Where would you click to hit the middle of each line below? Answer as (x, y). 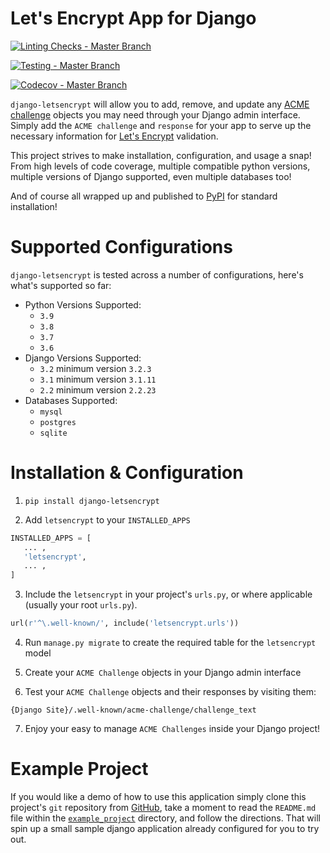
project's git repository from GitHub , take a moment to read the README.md (163, 807)
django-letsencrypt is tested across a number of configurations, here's (157, 274)
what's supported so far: (61, 285)
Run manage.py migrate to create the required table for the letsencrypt (170, 643)
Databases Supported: (71, 400)
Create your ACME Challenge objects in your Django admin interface (163, 673)
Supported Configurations (121, 247)
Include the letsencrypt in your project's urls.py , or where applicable (168, 594)
